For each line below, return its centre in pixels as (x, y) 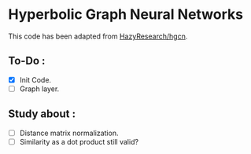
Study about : (42, 114)
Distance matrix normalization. (69, 133)
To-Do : (27, 61)
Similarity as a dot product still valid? (79, 141)
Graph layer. (39, 89)
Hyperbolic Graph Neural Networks (126, 15)
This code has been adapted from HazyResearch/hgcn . (98, 36)
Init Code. (35, 79)
